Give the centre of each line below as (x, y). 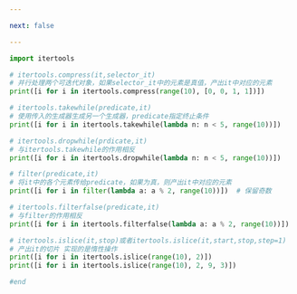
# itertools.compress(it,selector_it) (82, 75)
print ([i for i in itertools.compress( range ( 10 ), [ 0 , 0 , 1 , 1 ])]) (137, 91)
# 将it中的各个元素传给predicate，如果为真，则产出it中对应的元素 (121, 183)
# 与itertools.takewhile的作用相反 (72, 149)
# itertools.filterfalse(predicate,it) (85, 207)
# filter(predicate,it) (54, 174)
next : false (32, 25)
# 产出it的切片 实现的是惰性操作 (63, 249)
